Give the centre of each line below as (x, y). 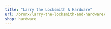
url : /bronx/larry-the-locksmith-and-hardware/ (56, 14)
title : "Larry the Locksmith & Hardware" (49, 10)
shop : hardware (21, 19)
